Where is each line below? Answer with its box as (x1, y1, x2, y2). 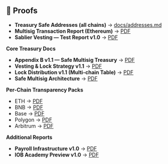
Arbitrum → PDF (14, 122, 54, 129)
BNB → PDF (14, 103, 44, 111)
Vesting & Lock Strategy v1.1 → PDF (14, 62, 102, 69)
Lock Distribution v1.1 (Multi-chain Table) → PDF (14, 68, 134, 76)
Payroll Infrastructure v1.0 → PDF (14, 145, 97, 152)
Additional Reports (6, 134, 52, 141)
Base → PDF (14, 110, 45, 117)
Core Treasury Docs (6, 45, 56, 52)
